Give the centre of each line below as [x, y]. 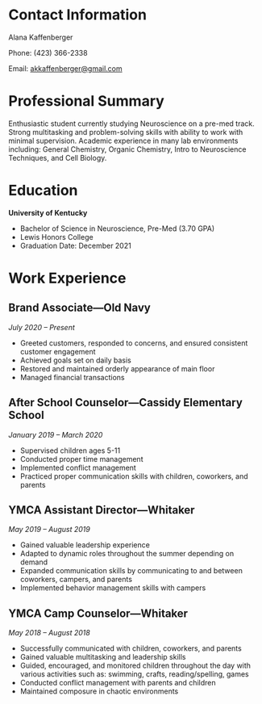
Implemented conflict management [78, 467]
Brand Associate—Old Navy [79, 308]
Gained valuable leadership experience [85, 545]
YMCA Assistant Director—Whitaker [102, 510]
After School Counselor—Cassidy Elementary [126, 402]
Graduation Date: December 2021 [75, 245]
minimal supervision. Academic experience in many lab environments [123, 140]
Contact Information [78, 15]
